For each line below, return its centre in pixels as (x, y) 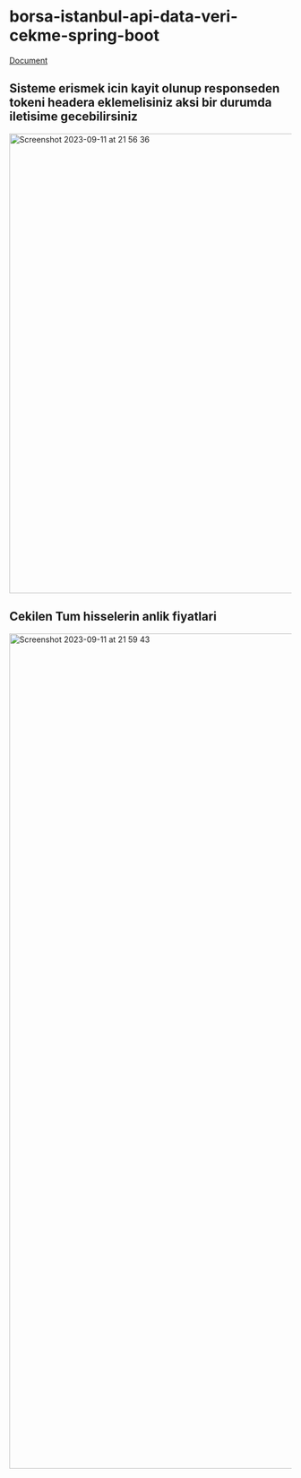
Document (29, 60)
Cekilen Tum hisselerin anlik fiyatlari (113, 617)
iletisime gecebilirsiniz (74, 117)
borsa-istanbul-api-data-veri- (124, 17)
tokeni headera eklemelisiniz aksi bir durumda (141, 103)
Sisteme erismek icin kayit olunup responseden (145, 88)
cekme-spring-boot (84, 35)
